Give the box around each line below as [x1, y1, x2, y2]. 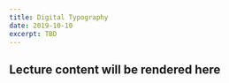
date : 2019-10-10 [9, 21, 73, 30]
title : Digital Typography [9, 12, 109, 22]
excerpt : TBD [9, 29, 57, 38]
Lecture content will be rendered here [9, 62, 221, 77]
